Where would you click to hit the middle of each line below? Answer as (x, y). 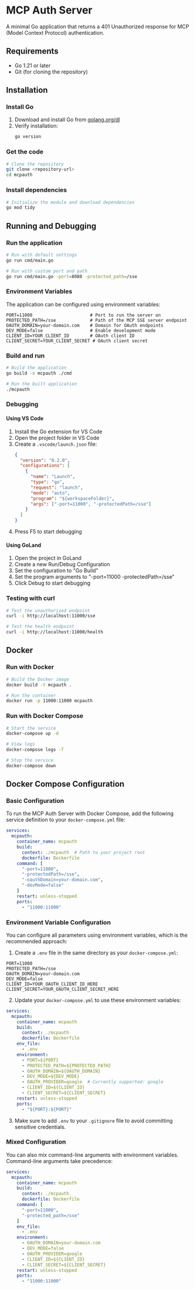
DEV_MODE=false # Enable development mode (81, 330)
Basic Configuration (35, 801)
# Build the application (36, 368)
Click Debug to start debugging (52, 583)
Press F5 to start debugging (48, 532)
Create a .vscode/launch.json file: (56, 444)
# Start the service (31, 728)
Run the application (34, 243)
